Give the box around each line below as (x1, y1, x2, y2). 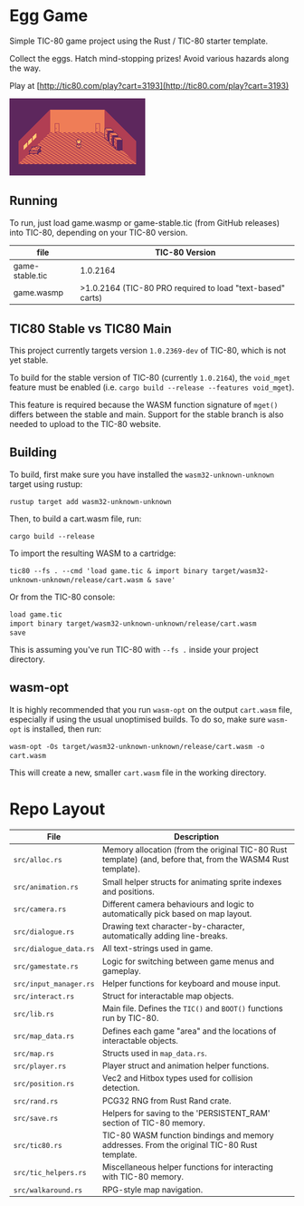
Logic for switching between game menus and (102, 956, 274, 967)
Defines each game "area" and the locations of (102, 1026, 277, 1036)
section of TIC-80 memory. (102, 1117, 205, 1128)
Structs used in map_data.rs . (102, 1047, 207, 1058)
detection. (102, 1083, 140, 1094)
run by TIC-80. (102, 1013, 159, 1024)
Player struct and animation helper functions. (102, 1060, 270, 1071)
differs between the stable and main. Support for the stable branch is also (9, 409, 284, 420)
